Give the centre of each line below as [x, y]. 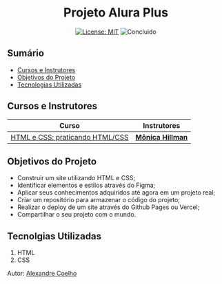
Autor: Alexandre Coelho [42, 274]
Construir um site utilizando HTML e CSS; [76, 178]
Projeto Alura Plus [116, 13]
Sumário [26, 53]
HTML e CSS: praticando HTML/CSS [70, 137]
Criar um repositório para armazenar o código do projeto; [99, 200]
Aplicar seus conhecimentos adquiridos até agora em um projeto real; [116, 193]
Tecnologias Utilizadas [49, 85]
